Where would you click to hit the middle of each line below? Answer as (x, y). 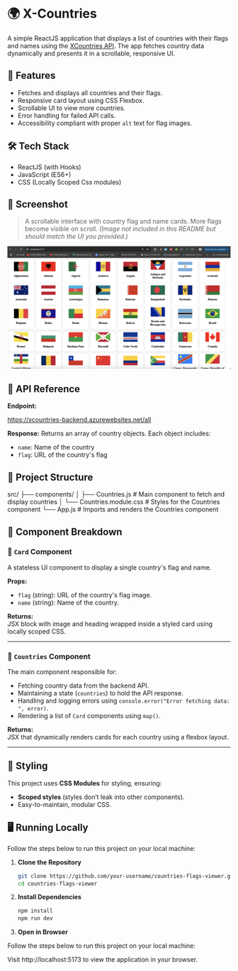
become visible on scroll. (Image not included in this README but (120, 229)
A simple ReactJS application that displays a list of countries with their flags (118, 38)
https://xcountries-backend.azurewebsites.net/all (79, 420)
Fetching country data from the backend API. (83, 685)
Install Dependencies (49, 897)
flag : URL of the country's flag (62, 455)
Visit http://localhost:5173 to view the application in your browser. (103, 960)
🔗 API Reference (44, 389)
